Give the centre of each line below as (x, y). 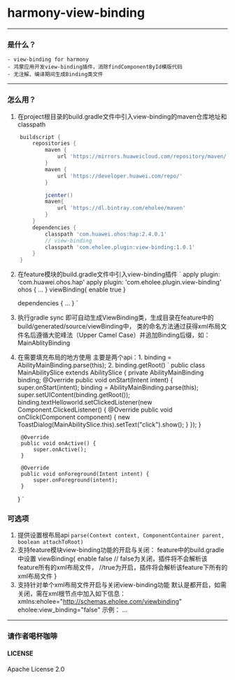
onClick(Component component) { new (74, 417)
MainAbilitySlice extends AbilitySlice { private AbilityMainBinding (111, 372)
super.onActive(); (60, 450)
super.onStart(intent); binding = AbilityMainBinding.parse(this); (108, 388)
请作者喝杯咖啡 (33, 636)
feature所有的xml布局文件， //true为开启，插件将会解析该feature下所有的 (122, 567)
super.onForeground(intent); (76, 480)
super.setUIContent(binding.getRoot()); (74, 395)
